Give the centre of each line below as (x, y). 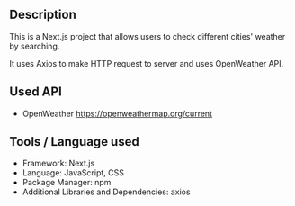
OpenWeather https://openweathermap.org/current (117, 113)
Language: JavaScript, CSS (73, 173)
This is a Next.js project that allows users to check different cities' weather (147, 36)
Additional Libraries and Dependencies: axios (106, 192)
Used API (36, 92)
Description (43, 15)
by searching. (35, 46)
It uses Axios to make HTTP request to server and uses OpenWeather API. (147, 63)
